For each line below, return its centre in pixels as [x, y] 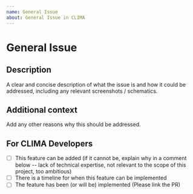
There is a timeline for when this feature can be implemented [91, 178]
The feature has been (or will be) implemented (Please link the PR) [97, 185]
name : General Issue [32, 12]
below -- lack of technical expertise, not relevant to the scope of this [100, 165]
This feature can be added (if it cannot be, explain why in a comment [101, 158]
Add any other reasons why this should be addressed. [74, 124]
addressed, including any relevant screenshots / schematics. [82, 91]
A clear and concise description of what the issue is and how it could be [96, 84]
